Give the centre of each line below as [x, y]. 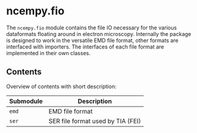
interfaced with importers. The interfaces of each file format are [85, 47]
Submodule [26, 101]
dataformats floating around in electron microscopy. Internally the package [99, 34]
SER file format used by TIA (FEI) [95, 121]
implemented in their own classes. [49, 53]
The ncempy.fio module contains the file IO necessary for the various [92, 28]
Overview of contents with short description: [62, 86]
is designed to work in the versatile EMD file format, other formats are [92, 40]
